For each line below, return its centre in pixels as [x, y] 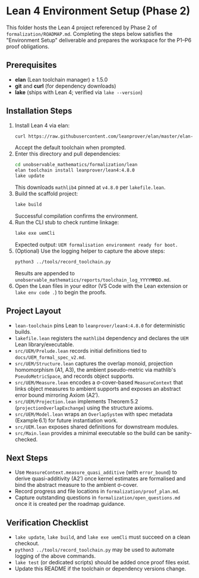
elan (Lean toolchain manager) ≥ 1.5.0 [61, 79]
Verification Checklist [48, 523]
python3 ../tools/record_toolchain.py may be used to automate [94, 550]
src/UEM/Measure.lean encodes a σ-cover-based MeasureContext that [99, 382]
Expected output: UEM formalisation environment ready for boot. [96, 244]
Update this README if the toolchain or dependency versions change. [100, 569]
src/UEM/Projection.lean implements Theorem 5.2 [76, 401]
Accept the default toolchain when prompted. [70, 148]
